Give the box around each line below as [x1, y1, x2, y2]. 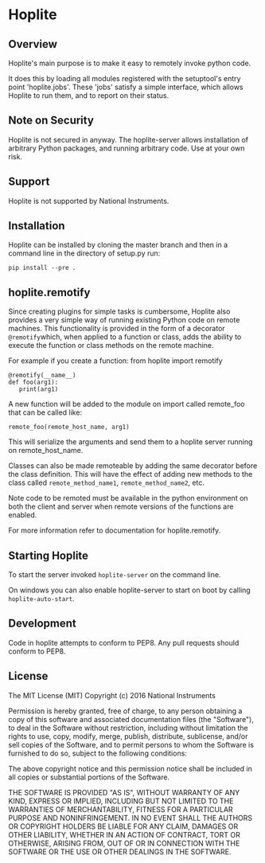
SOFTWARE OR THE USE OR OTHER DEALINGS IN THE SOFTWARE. [8, 846, 232, 857]
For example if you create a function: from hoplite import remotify [8, 356, 223, 365]
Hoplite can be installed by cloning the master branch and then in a [8, 240, 228, 250]
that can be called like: [8, 408, 82, 417]
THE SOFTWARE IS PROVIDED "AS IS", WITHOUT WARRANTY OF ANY [8, 787, 240, 797]
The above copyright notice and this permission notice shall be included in [8, 763, 252, 773]
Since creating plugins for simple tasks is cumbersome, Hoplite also [8, 307, 231, 316]
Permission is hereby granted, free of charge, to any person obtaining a [8, 706, 243, 716]
